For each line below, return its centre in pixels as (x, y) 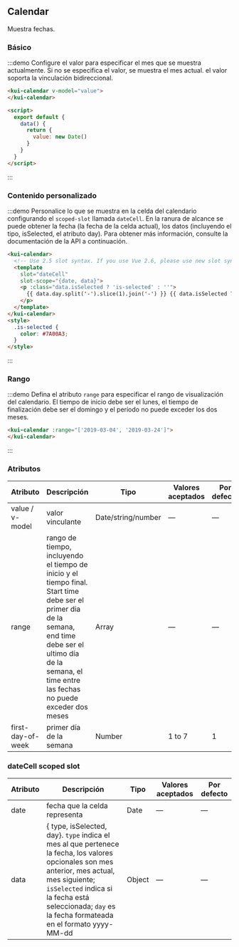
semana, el (64, 671)
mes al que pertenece (83, 844)
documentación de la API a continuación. (68, 241)
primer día (63, 727)
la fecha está (68, 897)
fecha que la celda (77, 805)
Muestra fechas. (31, 28)
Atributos (24, 469)
